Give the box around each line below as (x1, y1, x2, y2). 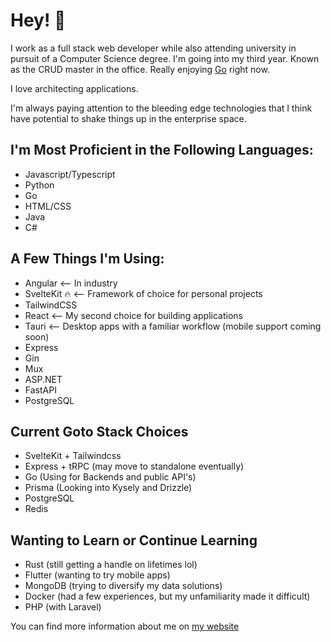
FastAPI (24, 384, 57, 396)
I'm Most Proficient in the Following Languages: (10, 142, 314, 159)
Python (24, 179, 55, 191)
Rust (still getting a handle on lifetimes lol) (24, 559, 198, 571)
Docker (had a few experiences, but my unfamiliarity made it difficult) (24, 590, 311, 603)
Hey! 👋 (10, 9, 67, 32)
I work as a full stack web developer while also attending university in (10, 42, 297, 54)
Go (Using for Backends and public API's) (24, 471, 197, 483)
